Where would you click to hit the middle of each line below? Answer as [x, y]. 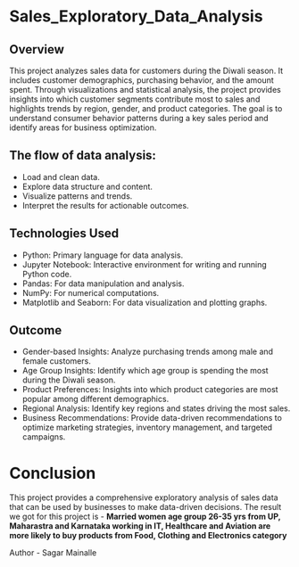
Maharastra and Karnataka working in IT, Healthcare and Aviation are [140, 526]
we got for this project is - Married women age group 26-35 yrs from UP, [145, 517]
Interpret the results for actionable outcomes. [105, 205]
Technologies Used [64, 234]
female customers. [56, 361]
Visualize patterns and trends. [77, 196]
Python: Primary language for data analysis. [103, 255]
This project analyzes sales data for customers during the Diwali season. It [146, 70]
